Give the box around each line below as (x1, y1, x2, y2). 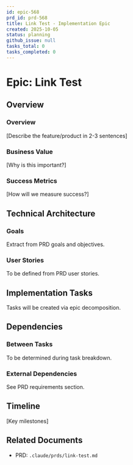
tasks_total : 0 (6, 44, 45, 50)
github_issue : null (6, 37, 56, 44)
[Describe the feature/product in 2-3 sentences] (6, 132, 128, 139)
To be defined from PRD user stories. (6, 270, 99, 277)
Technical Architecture (6, 208, 96, 218)
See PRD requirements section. (6, 383, 85, 390)
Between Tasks (6, 340, 53, 348)
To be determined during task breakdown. (6, 354, 112, 361)
